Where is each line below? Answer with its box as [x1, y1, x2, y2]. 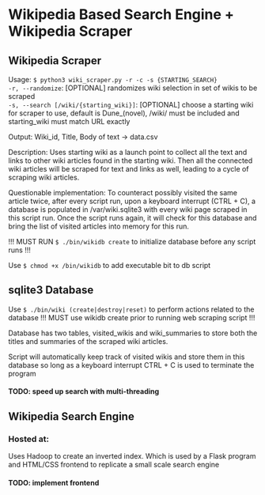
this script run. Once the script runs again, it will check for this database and [8, 213, 257, 222]
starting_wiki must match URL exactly [8, 117, 131, 126]
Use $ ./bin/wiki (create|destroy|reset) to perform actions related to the [8, 304, 255, 314]
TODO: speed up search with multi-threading [8, 387, 160, 396]
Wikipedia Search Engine [8, 410, 134, 423]
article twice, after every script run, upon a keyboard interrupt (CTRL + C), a [8, 196, 256, 206]
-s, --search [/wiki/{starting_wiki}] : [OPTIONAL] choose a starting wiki [8, 100, 254, 109]
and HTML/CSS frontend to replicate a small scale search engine [8, 460, 220, 470]
